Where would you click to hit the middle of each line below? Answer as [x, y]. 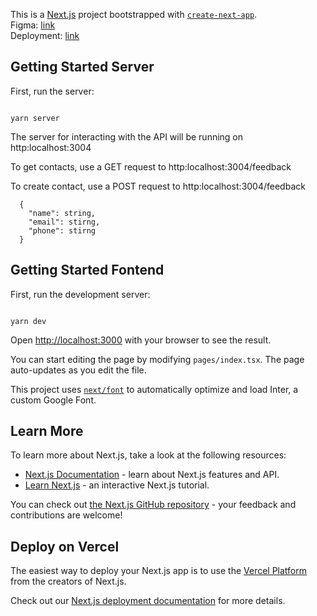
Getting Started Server [82, 67]
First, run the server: [52, 91]
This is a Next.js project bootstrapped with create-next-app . [134, 14]
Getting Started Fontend [87, 270]
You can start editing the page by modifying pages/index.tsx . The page [157, 359]
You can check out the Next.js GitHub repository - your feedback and [153, 505]
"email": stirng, [64, 222]
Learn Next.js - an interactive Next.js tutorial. [117, 485]
